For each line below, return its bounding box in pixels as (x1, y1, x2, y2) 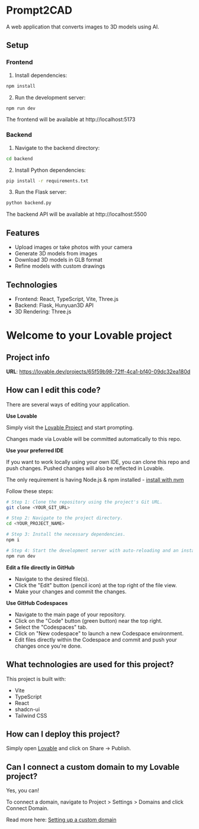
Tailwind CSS (14, 712, 47, 719)
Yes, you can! (6, 787, 40, 794)
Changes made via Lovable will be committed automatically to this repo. (6, 435, 182, 442)
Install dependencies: (14, 72, 68, 79)
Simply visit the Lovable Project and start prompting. (6, 424, 134, 431)
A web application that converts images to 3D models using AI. (6, 23, 160, 30)
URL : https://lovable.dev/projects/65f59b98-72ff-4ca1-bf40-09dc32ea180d (6, 368, 191, 375)
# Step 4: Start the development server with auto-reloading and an (6, 548, 179, 553)
